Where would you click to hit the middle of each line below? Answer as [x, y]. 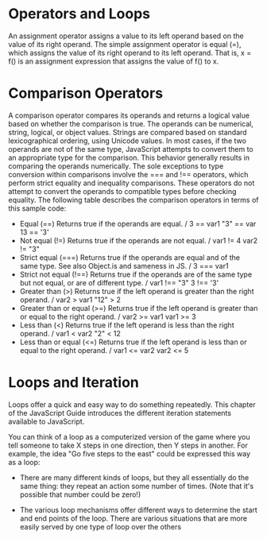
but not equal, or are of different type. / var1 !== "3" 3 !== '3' [119, 282]
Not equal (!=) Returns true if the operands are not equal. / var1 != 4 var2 [139, 240]
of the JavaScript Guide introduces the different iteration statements [120, 413]
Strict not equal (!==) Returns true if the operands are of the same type [136, 274]
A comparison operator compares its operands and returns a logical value [129, 115]
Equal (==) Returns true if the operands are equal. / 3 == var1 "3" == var [138, 223]
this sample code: [37, 208]
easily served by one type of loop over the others [100, 526]
